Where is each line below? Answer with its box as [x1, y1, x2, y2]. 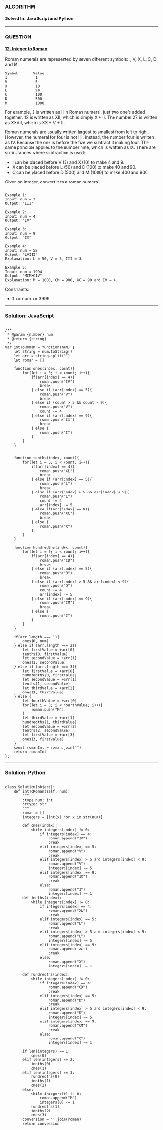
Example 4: [5, 244, 27, 249]
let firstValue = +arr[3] [22, 732, 75, 737]
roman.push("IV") [39, 379, 75, 384]
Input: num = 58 [5, 248, 38, 253]
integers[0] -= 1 [39, 1100, 75, 1105]
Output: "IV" [5, 218, 32, 223]
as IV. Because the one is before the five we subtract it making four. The [5, 140, 149, 146]
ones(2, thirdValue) [22, 690, 64, 694]
